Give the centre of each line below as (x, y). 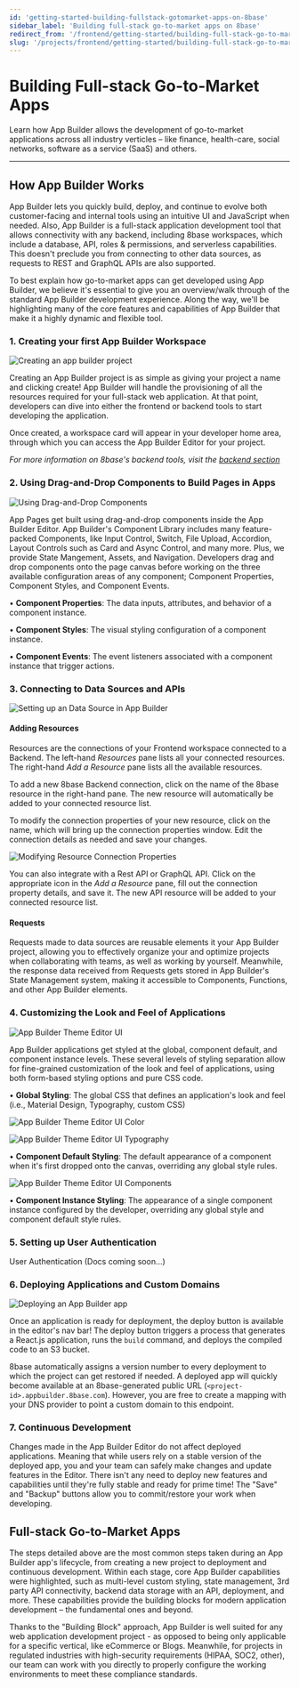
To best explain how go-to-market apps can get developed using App (137, 280)
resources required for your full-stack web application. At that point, (134, 397)
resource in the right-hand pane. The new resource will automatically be (141, 794)
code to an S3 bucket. (50, 1350)
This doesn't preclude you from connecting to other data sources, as (135, 254)
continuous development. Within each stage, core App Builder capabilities (145, 1572)
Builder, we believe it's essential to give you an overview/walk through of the (149, 290)
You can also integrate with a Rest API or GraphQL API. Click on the (133, 874)
